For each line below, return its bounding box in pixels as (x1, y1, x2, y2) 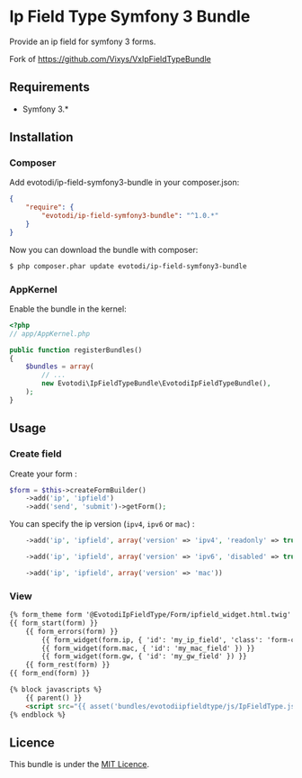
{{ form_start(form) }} (9, 619, 99, 628)
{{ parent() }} (25, 693, 83, 702)
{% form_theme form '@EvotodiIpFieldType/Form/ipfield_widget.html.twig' (9, 611, 292, 620)
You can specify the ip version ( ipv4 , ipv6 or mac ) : (9, 519, 195, 529)
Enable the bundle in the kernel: (9, 303, 128, 314)
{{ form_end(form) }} (9, 669, 91, 678)
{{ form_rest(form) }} (25, 660, 111, 670)
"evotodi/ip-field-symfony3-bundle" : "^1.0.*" (41, 212, 219, 221)
